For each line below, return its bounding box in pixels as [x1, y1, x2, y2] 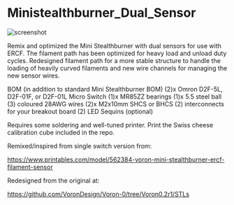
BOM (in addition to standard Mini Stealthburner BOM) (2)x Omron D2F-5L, [7, 85, 223, 93]
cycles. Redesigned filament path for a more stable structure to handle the [7, 56, 221, 64]
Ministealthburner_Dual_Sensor [7, 5, 196, 21]
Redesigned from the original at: [7, 176, 100, 185]
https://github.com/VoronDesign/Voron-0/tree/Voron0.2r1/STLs [7, 190, 190, 198]
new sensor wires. [7, 71, 60, 80]
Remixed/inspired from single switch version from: [7, 141, 152, 150]
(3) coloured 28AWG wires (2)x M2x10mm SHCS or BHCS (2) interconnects [7, 99, 225, 108]
